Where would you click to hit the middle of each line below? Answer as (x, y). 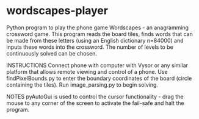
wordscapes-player (57, 11)
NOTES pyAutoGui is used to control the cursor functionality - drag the (95, 96)
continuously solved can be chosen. (52, 53)
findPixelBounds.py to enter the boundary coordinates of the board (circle (99, 78)
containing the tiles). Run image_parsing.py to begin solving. (82, 85)
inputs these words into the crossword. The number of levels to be (90, 47)
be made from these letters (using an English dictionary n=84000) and (95, 40)
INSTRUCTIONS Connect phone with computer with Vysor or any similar (97, 65)
